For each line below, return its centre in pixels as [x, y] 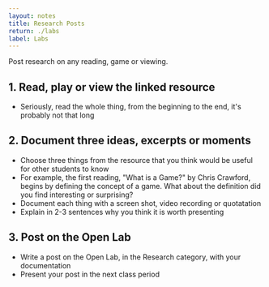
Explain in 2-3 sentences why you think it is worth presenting [122, 212]
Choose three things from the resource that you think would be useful [137, 160]
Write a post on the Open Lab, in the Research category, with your [130, 257]
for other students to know [64, 169]
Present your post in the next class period [90, 274]
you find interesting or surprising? [77, 195]
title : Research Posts [47, 24]
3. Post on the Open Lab [70, 237]
